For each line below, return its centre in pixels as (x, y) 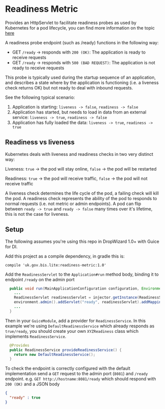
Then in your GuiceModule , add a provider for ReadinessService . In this (75, 321)
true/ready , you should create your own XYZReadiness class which (72, 331)
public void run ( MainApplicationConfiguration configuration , (74, 289)
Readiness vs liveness (40, 142)
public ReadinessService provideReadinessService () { (66, 350)
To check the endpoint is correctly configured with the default (68, 368)
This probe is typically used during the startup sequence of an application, (81, 77)
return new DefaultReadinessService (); (55, 354)
